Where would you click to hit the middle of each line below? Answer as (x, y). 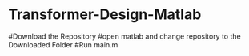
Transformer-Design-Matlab (105, 15)
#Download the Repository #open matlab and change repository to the (125, 36)
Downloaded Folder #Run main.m (63, 44)
